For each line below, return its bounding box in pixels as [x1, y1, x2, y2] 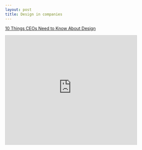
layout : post [5, 7, 32, 12]
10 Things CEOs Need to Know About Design [5, 25, 96, 31]
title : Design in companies [5, 12, 63, 17]
